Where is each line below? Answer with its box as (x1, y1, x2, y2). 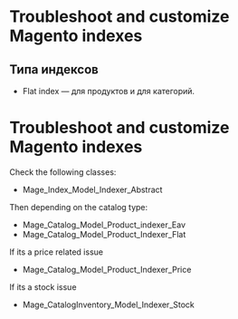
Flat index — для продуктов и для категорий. (22, 86, 195, 96)
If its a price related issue (9, 246, 104, 257)
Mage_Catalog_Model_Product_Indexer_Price (22, 264, 192, 275)
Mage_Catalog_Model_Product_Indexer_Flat (22, 228, 186, 239)
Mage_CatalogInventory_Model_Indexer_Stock (22, 299, 195, 310)
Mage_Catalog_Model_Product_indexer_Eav (22, 219, 186, 230)
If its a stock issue (9, 281, 77, 292)
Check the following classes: (9, 166, 117, 178)
